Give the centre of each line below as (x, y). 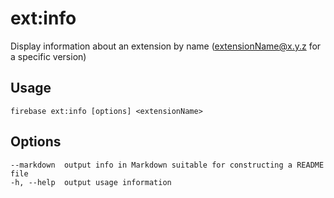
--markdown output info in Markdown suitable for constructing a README (167, 165)
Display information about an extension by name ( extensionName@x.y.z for (166, 46)
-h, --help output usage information (91, 182)
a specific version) (48, 56)
